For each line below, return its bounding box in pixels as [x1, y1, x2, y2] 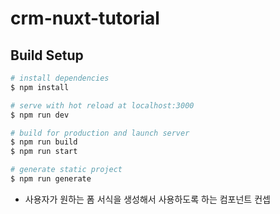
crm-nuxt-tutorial [10, 7, 160, 30]
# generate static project [10, 165, 123, 175]
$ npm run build [10, 137, 78, 147]
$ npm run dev [10, 110, 70, 120]
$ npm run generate [10, 174, 92, 184]
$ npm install [10, 82, 70, 92]
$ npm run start [10, 147, 78, 157]
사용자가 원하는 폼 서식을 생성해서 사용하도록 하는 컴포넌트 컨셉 [24, 193, 271, 205]
